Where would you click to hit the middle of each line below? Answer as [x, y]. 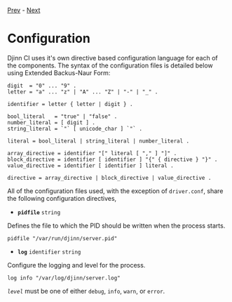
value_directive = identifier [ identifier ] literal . [90, 165]
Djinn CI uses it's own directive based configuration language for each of [113, 58]
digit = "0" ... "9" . [42, 86]
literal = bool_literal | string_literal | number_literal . [98, 141]
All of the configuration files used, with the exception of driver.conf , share [115, 191]
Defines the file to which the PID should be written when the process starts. [116, 225]
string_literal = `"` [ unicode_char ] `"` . [75, 129]
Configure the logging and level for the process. [76, 265]
